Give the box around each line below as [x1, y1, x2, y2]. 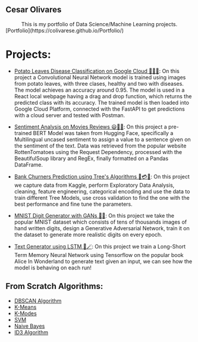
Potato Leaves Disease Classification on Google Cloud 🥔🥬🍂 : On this [14, 67, 180, 74]
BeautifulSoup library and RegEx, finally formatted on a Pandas [14, 155, 169, 162]
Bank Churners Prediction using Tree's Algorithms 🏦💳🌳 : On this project [14, 172, 190, 180]
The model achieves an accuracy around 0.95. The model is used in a [14, 86, 185, 93]
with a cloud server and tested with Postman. [14, 111, 125, 118]
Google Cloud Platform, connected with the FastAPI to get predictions [14, 105, 185, 112]
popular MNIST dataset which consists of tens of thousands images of [14, 218, 187, 225]
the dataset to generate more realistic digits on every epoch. [14, 231, 163, 238]
